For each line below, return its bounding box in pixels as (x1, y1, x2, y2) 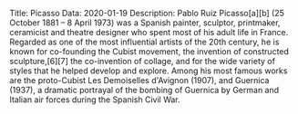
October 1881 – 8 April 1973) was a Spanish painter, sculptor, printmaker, (9, 17, 281, 28)
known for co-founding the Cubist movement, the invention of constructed (9, 46, 290, 57)
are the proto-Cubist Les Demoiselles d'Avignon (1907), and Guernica (9, 75, 270, 85)
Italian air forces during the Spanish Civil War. (9, 94, 180, 105)
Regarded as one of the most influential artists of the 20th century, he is (9, 36, 280, 47)
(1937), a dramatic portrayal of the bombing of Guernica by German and (9, 85, 280, 95)
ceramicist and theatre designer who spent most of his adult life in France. (9, 27, 289, 37)
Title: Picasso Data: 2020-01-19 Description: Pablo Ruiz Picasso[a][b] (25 (9, 8, 285, 18)
